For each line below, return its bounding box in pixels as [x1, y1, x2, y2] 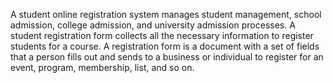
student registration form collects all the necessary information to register [10, 30, 314, 41]
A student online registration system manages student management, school [10, 9, 322, 20]
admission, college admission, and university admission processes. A [10, 19, 296, 31]
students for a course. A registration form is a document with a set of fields [10, 40, 320, 52]
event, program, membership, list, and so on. [10, 62, 195, 73]
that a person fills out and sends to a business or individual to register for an [10, 51, 324, 63]
